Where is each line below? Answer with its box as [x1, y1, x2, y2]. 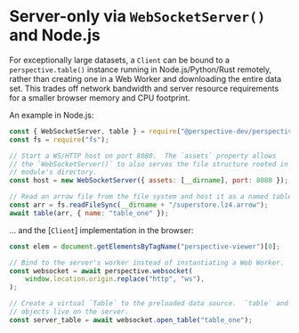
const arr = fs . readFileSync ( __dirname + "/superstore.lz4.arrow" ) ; [9, 200, 269, 210]
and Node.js [9, 25, 101, 45]
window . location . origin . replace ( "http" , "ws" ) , [25, 274, 205, 284]
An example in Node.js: [9, 110, 94, 120]
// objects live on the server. [9, 307, 129, 317]
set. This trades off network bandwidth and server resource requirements [9, 83, 279, 93]
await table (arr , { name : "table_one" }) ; [9, 208, 169, 217]
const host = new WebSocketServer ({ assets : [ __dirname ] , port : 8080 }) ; [9, 176, 289, 185]
